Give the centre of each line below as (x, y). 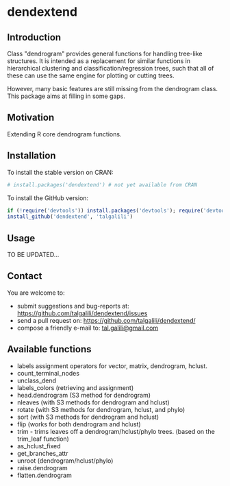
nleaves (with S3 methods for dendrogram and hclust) (93, 402)
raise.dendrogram (42, 467)
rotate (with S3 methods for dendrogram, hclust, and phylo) (101, 409)
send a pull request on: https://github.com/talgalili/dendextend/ (106, 320)
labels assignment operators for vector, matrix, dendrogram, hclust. (112, 366)
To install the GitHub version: (48, 198)
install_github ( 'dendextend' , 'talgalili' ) (70, 217)
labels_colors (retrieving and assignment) (75, 387)
